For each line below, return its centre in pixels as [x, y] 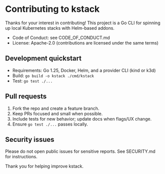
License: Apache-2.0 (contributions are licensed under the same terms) [85, 43]
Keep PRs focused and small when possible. [57, 113]
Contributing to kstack [53, 9]
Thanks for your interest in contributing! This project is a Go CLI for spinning [83, 23]
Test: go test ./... [32, 81]
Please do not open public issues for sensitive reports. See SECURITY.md [80, 151]
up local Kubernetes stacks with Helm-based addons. [60, 28]
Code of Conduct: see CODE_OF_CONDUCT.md [61, 38]
